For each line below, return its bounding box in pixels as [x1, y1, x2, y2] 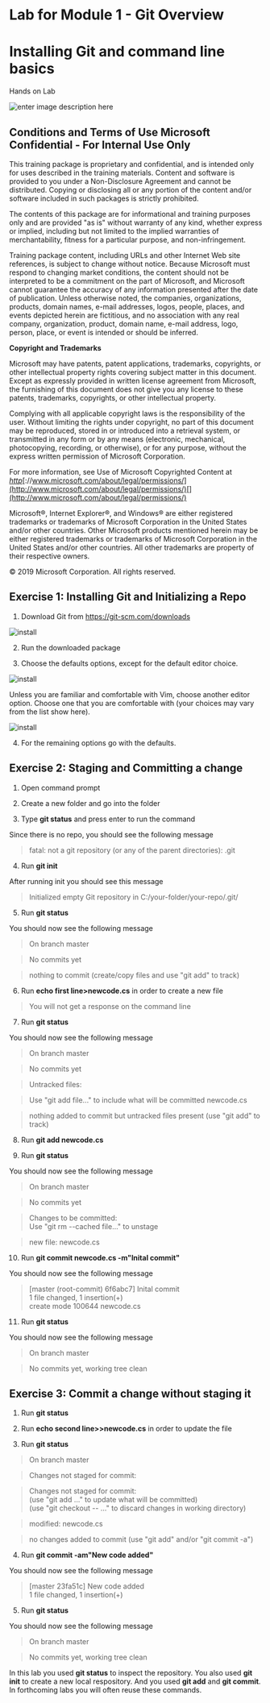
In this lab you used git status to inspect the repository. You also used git [9, 1668, 253, 1678]
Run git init [20, 861, 58, 870]
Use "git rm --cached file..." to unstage [28, 1221, 159, 1231]
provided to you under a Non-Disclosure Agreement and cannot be [9, 176, 232, 186]
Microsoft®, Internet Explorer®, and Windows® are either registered [9, 508, 233, 517]
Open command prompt [20, 783, 101, 792]
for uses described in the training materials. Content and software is [9, 168, 235, 177]
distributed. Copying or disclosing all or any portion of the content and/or [9, 185, 252, 194]
